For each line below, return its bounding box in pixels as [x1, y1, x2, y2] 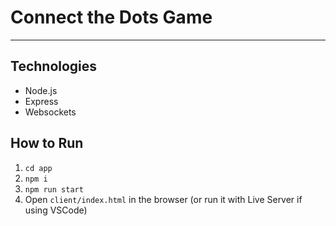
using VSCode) [24, 204, 88, 216]
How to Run [10, 135, 84, 152]
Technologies [10, 58, 98, 75]
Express [24, 95, 59, 107]
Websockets [24, 106, 77, 118]
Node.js [24, 84, 58, 96]
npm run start [24, 184, 84, 195]
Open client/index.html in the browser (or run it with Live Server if [24, 193, 303, 205]
